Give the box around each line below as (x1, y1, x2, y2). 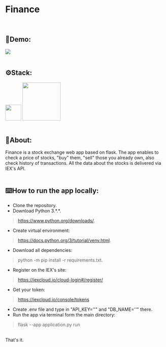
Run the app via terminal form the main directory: (12, 312, 116, 318)
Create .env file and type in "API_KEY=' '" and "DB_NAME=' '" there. (12, 306, 153, 312)
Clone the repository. (12, 203, 57, 209)
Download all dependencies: (12, 247, 73, 253)
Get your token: (12, 286, 46, 293)
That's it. (5, 337, 24, 343)
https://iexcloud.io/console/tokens (17, 297, 90, 303)
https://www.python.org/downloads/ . (17, 218, 95, 224)
